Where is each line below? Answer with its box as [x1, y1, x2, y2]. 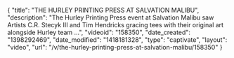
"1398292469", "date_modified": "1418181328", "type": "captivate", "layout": [7, 36, 228, 44]
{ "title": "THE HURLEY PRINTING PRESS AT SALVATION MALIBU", [7, 6, 200, 14]
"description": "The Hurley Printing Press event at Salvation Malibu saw [7, 13, 214, 22]
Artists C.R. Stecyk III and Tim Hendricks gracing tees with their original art [7, 21, 223, 29]
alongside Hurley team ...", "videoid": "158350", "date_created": [7, 28, 191, 36]
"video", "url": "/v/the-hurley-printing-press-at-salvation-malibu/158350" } [7, 43, 223, 51]
